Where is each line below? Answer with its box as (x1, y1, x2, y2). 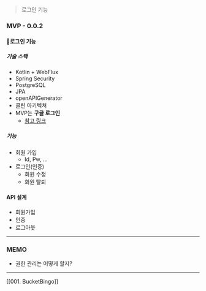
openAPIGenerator (15, 94, 63, 102)
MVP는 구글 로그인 (15, 110, 60, 117)
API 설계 (6, 194, 27, 201)
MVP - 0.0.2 (6, 21, 44, 30)
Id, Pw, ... (24, 156, 48, 163)
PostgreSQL (15, 81, 46, 89)
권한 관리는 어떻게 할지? (15, 260, 72, 267)
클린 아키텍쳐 (15, 102, 47, 109)
